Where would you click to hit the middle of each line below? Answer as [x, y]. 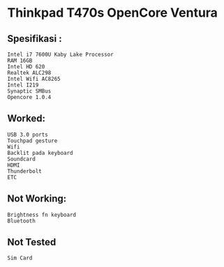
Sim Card [20, 258]
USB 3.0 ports [28, 135]
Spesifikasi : [35, 39]
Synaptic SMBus [29, 91]
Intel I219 [23, 85]
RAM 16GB [20, 61]
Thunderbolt [24, 171]
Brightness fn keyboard [42, 215]
